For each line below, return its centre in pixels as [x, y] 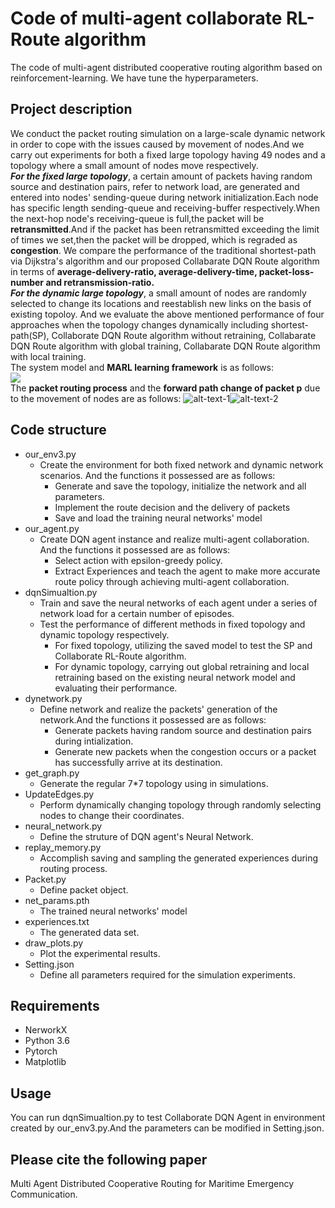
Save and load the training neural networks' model [158, 518]
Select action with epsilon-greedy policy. [138, 560]
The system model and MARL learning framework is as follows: [142, 367]
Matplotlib [45, 1062]
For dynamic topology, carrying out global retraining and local [182, 666]
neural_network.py [63, 826]
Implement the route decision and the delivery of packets [172, 507]
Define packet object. [84, 889]
